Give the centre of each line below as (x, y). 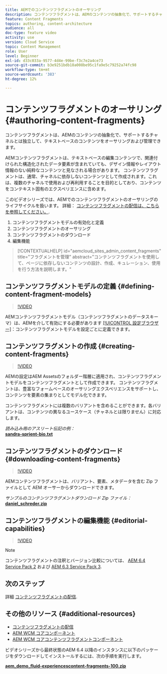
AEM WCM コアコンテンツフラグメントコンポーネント (68, 639)
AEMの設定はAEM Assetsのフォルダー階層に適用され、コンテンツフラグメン (83, 376)
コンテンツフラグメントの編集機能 (57, 520)
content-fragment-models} (48, 294)
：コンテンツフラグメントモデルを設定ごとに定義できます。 (72, 329)
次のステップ (25, 584)
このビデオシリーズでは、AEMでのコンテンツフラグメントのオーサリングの (82, 199)
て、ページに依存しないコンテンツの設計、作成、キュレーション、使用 (89, 263)
